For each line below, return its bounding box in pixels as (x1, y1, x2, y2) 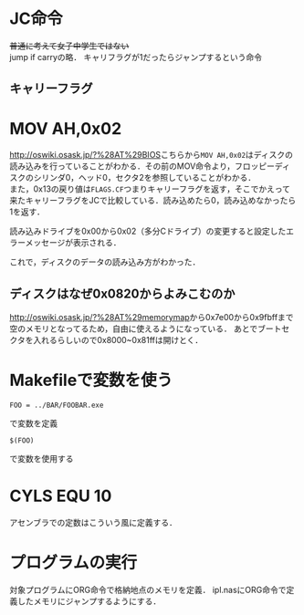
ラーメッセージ (9, 237, 66, 248)
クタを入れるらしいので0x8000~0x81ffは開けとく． (9, 335, 204, 346)
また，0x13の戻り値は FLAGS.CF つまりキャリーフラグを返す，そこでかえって (9, 183, 290, 194)
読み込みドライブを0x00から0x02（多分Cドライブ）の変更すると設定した (9, 225, 287, 237)
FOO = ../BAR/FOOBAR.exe (9, 401, 104, 411)
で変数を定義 (9, 418, 58, 429)
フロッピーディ (234, 161, 290, 172)
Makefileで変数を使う (9, 370, 173, 391)
